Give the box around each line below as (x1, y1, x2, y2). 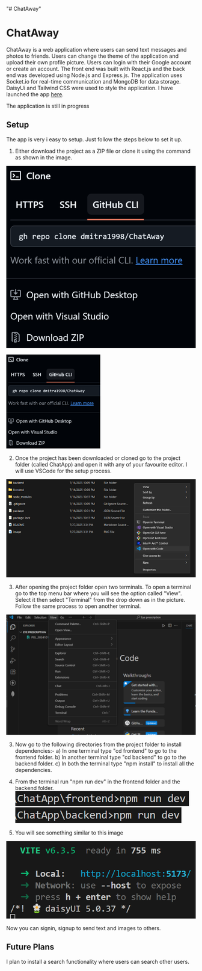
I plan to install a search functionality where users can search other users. (6, 958, 189, 965)
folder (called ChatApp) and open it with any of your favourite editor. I (14, 461, 188, 468)
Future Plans (6, 942, 55, 952)
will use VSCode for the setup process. (14, 467, 112, 474)
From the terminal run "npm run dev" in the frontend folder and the (14, 778, 180, 785)
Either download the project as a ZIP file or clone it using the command (14, 147, 191, 155)
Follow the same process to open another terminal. (14, 602, 141, 610)
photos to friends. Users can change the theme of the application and (6, 52, 179, 60)
